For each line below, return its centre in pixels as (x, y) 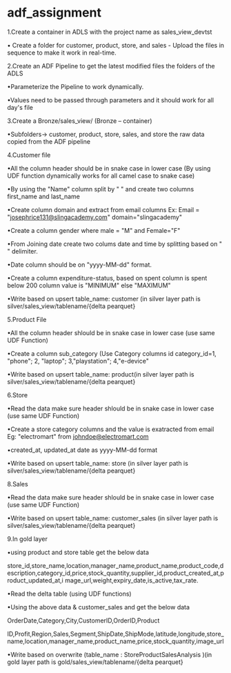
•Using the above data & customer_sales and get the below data (99, 607)
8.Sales (18, 484)
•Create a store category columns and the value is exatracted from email (111, 429)
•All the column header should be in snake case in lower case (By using (109, 168)
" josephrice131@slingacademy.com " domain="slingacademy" (95, 217)
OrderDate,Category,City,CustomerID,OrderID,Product (83, 620)
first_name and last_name (44, 196)
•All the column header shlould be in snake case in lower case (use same (111, 332)
